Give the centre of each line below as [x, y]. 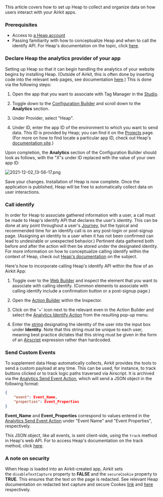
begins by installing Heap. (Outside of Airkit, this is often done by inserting [80, 74]
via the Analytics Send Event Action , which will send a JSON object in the [79, 379]
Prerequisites [21, 25]
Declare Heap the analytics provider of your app [63, 58]
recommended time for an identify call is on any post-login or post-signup [79, 230]
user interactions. [23, 192]
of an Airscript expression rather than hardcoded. [62, 340]
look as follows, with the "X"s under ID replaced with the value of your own [80, 157]
